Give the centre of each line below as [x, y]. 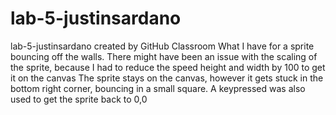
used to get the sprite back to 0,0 [79, 99]
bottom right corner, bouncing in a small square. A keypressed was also [158, 88]
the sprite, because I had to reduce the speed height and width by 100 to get [168, 67]
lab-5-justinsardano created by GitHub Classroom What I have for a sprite [162, 46]
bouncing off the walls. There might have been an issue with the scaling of [164, 56]
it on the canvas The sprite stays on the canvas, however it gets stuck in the [167, 78]
